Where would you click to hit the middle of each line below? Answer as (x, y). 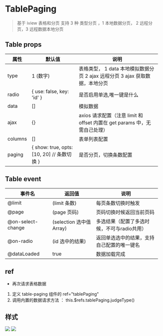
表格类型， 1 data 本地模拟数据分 (116, 68)
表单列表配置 (93, 139)
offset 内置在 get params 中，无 (115, 122)
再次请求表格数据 (29, 284)
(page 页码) (65, 212)
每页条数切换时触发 (118, 203)
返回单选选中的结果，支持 (125, 237)
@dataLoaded (24, 253)
